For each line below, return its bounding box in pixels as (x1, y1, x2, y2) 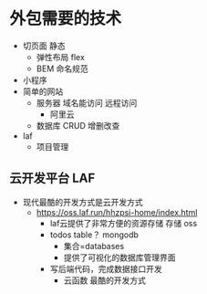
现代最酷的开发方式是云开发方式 (22, 196, 143, 207)
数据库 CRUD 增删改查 (36, 120, 120, 131)
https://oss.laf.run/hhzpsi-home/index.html (36, 206, 198, 217)
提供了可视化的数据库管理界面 (63, 252, 176, 263)
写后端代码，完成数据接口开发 (49, 263, 162, 274)
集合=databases (63, 240, 125, 251)
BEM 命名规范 (36, 63, 88, 74)
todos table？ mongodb (49, 229, 140, 240)
